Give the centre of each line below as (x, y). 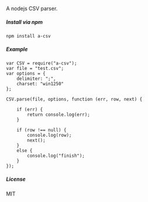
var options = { (26, 73)
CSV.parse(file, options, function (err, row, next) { (74, 99)
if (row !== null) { (42, 130)
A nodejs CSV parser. (32, 9)
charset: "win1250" (40, 84)
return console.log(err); (59, 115)
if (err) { (30, 109)
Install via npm (24, 22)
